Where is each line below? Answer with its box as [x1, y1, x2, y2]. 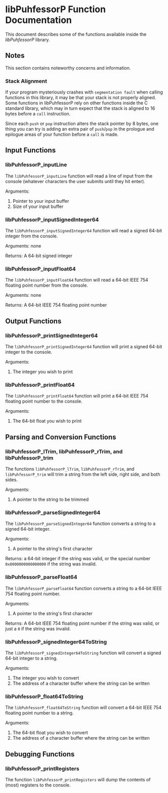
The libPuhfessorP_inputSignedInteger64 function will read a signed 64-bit [5, 228, 162, 234]
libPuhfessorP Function [5, 4, 106, 15]
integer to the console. [5, 349, 52, 355]
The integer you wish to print [12, 369, 73, 375]
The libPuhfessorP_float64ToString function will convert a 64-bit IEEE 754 [5, 705, 162, 711]
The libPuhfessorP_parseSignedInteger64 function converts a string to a [5, 521, 156, 527]
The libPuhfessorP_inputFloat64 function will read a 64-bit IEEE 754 [5, 277, 148, 283]
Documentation [5, 14, 72, 26]
